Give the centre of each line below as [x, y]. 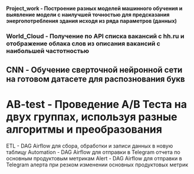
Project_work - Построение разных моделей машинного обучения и [94, 8]
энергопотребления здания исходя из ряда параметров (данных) [91, 21]
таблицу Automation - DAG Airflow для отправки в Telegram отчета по [93, 152]
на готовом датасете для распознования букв [96, 79]
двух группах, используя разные [92, 117]
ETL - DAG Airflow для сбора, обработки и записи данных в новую [90, 146]
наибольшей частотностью [48, 51]
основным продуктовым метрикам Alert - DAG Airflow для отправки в [94, 158]
